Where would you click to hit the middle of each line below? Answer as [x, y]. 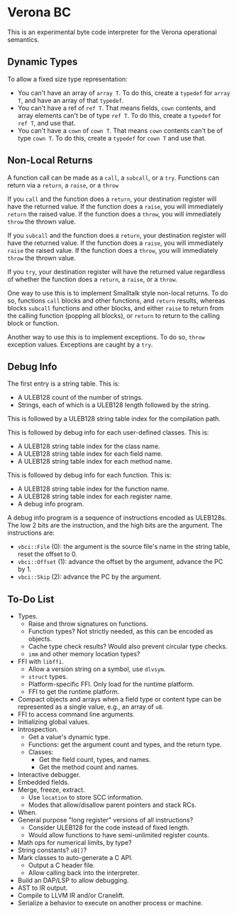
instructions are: [31, 533]
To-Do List [31, 599]
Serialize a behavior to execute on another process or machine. [110, 903]
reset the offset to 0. [48, 554]
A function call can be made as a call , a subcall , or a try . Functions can [114, 178]
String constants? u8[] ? [52, 850]
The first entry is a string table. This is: [64, 383]
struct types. [48, 677]
